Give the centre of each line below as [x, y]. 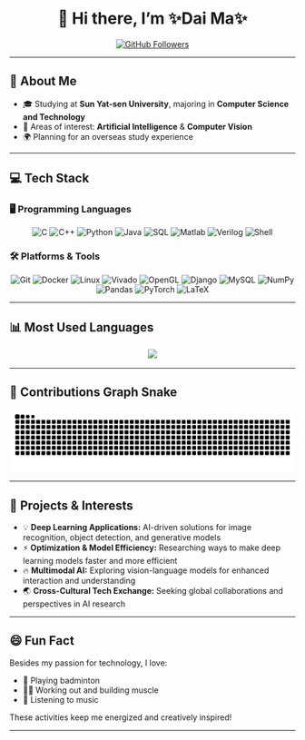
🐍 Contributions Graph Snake [93, 392]
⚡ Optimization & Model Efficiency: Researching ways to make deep [152, 548]
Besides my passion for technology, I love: [89, 663]
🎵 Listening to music [60, 699]
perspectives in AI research [74, 604]
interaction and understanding [79, 580]
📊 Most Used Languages [82, 327]
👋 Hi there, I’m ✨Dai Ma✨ [152, 19]
